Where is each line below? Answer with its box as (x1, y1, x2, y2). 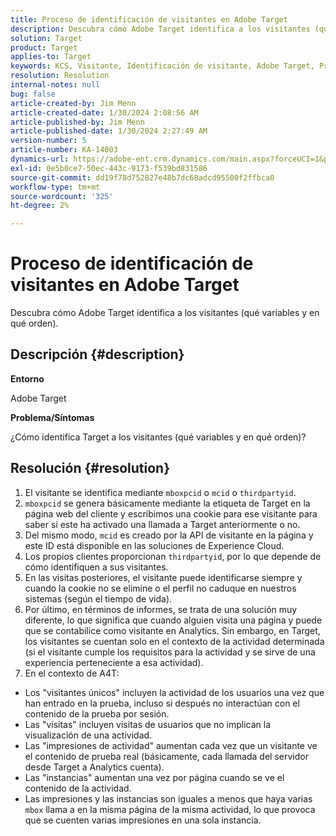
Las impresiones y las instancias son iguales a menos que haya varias (24, 792, 313, 805)
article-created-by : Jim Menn (10, 98, 137, 108)
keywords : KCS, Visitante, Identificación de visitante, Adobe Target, (10, 61, 315, 71)
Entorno (10, 372, 45, 385)
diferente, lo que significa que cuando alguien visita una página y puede (24, 614, 323, 626)
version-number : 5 (10, 136, 87, 146)
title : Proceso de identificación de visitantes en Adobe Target (10, 14, 288, 25)
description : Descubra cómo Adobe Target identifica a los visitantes (10, 24, 311, 34)
